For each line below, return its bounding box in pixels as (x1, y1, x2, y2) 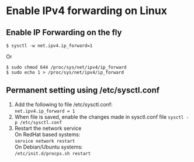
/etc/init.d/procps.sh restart (14, 150, 91, 156)
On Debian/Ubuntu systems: (14, 143, 83, 150)
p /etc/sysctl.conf (14, 119, 63, 125)
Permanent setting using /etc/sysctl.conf (6, 85, 160, 95)
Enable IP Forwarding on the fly (6, 27, 122, 37)
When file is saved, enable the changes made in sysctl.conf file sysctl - (14, 113, 189, 120)
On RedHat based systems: (14, 130, 81, 138)
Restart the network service (14, 125, 82, 132)
